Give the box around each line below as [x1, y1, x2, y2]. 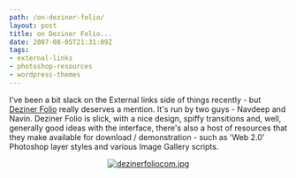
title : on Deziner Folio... [9, 29, 113, 38]
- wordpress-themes [9, 70, 81, 79]
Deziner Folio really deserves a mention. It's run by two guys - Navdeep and [9, 103, 286, 115]
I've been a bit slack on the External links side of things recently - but [9, 94, 262, 105]
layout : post [9, 21, 57, 30]
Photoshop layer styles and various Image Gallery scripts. [9, 141, 219, 152]
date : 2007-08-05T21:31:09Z [9, 37, 113, 47]
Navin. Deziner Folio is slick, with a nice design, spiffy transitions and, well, [9, 113, 282, 123]
